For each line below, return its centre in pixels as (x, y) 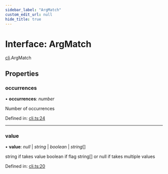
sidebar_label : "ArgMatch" (33, 10)
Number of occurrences (30, 109)
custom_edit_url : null (29, 15)
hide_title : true (23, 19)
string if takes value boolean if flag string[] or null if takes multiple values (80, 156)
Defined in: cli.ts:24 (25, 118)
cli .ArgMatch (18, 58)
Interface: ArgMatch (48, 44)
